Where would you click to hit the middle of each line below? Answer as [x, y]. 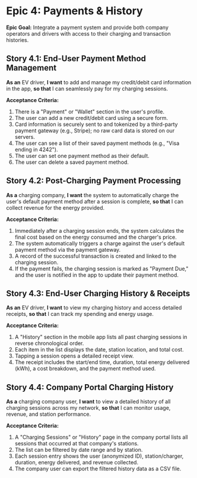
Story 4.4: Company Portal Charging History [90, 387]
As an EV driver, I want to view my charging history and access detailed [94, 308]
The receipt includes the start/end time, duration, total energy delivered [102, 362]
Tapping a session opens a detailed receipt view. [74, 356]
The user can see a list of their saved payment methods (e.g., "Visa [97, 143]
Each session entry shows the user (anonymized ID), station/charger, [99, 456]
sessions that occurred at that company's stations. [77, 444]
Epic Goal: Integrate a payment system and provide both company [88, 27]
